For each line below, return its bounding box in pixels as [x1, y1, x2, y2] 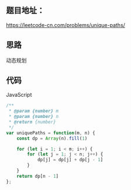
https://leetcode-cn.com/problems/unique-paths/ [6, 21, 126, 28]
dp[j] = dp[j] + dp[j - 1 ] [37, 157, 104, 163]
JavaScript [6, 91, 32, 99]
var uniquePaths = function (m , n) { [6, 130, 95, 136]
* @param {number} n [8, 114, 59, 120]
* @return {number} [8, 119, 57, 125]
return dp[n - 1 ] [16, 173, 59, 179]
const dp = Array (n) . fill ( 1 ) [16, 135, 88, 141]
